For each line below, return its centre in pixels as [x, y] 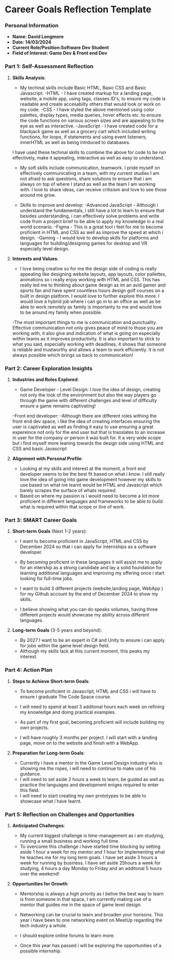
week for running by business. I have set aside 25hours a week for [90, 863]
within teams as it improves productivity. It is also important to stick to [86, 338]
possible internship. [41, 951]
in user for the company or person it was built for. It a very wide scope [87, 438]
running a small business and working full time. [70, 841]
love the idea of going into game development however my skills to [91, 480]
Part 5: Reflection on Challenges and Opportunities [70, 815]
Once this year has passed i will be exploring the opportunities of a [91, 945]
